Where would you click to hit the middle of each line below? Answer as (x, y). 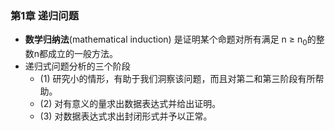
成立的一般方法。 (83, 54)
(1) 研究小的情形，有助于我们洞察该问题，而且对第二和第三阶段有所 (177, 79)
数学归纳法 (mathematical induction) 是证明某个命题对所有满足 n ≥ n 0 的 (170, 40)
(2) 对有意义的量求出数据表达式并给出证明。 (130, 104)
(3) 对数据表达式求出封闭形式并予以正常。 (126, 116)
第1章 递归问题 (45, 15)
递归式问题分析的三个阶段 (77, 66)
